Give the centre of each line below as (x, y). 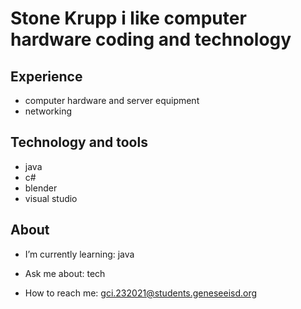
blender (41, 188)
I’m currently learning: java (79, 254)
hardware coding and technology (151, 39)
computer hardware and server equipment (112, 100)
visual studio (51, 198)
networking (48, 111)
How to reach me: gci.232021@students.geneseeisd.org (141, 293)
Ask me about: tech (65, 273)
